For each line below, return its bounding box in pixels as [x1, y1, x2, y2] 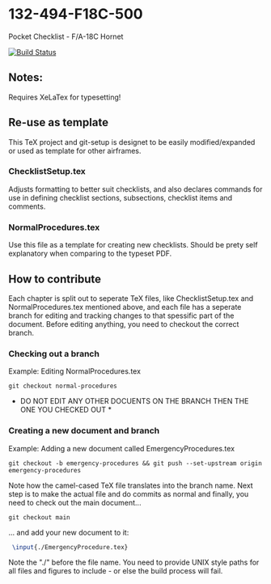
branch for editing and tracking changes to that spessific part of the [8, 311, 235, 320]
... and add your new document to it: [8, 527, 129, 537]
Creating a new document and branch [8, 425, 160, 437]
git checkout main [8, 513, 70, 522]
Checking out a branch [8, 348, 100, 359]
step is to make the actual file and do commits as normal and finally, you [8, 489, 249, 498]
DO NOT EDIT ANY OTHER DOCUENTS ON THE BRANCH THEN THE [19, 396, 249, 406]
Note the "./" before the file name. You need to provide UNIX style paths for [8, 557, 260, 567]
